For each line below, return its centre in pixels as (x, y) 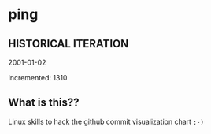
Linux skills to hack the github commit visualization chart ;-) (106, 121)
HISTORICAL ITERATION (68, 44)
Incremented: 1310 (38, 78)
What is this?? (44, 103)
